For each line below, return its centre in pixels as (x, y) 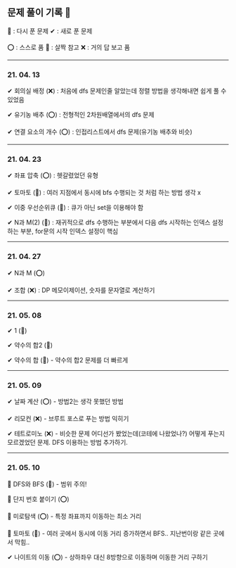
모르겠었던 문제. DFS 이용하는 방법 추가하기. (68, 443)
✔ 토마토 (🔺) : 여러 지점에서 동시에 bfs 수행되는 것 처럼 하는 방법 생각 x (104, 193)
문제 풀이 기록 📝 (39, 13)
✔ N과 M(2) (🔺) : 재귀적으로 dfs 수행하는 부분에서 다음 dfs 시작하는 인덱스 (109, 222)
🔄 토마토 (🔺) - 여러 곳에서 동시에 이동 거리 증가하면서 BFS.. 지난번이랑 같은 (110, 533)
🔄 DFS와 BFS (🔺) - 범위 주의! (47, 484)
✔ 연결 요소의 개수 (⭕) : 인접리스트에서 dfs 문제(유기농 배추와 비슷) (100, 132)
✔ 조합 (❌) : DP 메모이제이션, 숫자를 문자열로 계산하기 (81, 290)
